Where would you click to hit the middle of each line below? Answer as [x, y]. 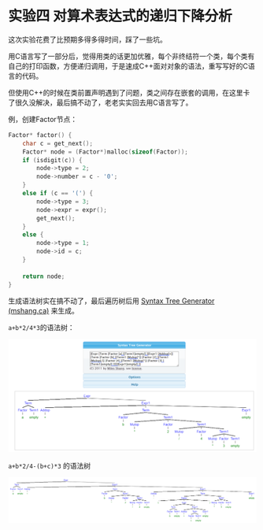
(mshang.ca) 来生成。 [43, 310]
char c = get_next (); [57, 143]
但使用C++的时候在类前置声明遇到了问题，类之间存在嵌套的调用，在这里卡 [129, 92]
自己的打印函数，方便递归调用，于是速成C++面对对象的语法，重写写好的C [128, 66]
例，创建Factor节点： [43, 119]
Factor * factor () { [40, 135]
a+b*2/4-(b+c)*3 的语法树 [50, 466]
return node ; [44, 276]
